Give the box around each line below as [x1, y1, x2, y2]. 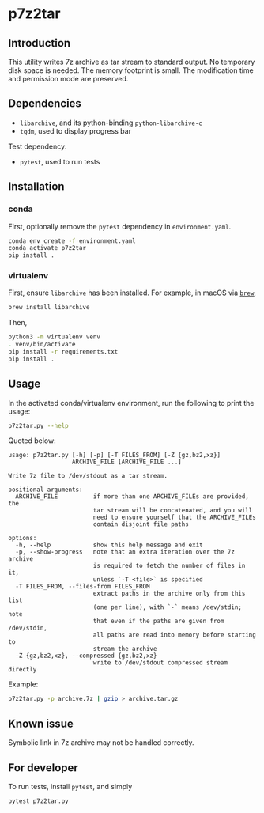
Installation [8, 180, 65, 194]
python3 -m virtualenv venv [8, 333, 101, 341]
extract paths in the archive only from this [92, 590, 246, 598]
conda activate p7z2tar [8, 244, 87, 252]
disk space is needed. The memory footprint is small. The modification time [8, 66, 255, 75]
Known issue [8, 717, 74, 730]
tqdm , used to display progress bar [19, 126, 132, 135]
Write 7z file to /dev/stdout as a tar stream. [8, 472, 168, 480]
